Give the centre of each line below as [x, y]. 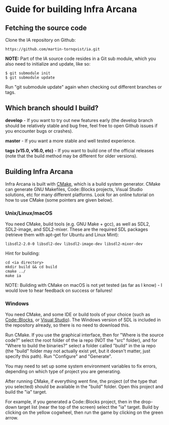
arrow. [12, 418]
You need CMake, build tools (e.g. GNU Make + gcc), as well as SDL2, [78, 224]
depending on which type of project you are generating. [63, 372]
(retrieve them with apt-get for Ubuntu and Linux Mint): [62, 234]
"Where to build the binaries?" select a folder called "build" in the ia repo [80, 346]
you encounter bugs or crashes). [39, 131]
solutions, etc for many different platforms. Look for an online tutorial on [80, 195]
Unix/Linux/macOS [29, 213]
